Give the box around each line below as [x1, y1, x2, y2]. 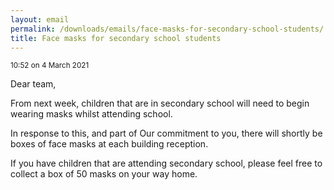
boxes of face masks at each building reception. [10, 138, 209, 150]
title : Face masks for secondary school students [10, 33, 222, 43]
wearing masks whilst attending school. [10, 108, 173, 120]
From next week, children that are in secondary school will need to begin [10, 97, 310, 110]
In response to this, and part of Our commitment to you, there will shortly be [10, 127, 323, 140]
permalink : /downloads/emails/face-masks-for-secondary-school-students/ [10, 24, 325, 34]
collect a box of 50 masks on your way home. [10, 168, 198, 180]
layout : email [10, 14, 70, 25]
